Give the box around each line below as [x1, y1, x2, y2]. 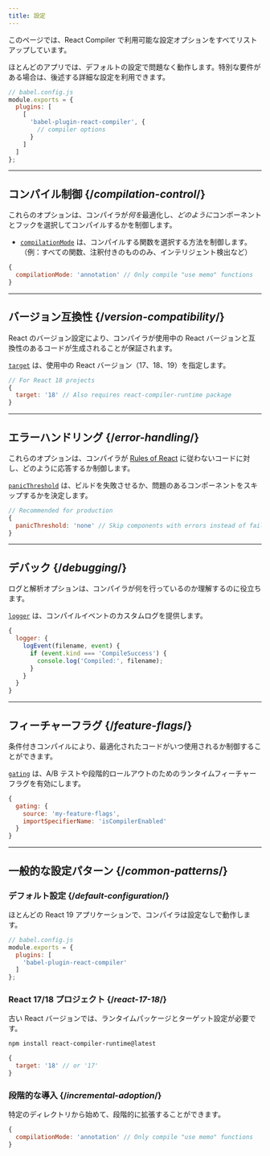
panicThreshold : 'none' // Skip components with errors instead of [15, 521, 247, 529]
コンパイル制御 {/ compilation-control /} [8, 187, 207, 201]
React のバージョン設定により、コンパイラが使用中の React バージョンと [8, 333, 249, 343]
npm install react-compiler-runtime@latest [8, 1039, 157, 1048]
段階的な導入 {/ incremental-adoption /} [8, 1089, 162, 1100]
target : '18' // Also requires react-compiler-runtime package [15, 391, 231, 399]
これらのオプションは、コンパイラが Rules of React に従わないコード [8, 453, 237, 463]
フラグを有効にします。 [8, 778, 86, 788]
